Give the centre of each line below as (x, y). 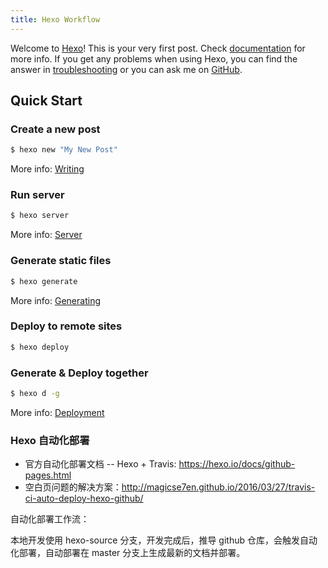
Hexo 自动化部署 (50, 440)
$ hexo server (40, 216)
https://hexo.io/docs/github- (237, 464)
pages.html (48, 475)
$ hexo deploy (40, 347)
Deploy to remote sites (66, 326)
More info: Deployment (57, 412)
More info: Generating (55, 300)
